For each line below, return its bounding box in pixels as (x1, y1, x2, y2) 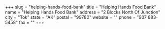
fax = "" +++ (19, 19, 45, 25)
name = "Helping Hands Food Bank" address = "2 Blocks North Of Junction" (5, 9, 161, 15)
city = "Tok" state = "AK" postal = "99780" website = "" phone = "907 (5, 14, 147, 20)
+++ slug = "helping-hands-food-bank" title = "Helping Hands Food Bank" (5, 4, 156, 10)
